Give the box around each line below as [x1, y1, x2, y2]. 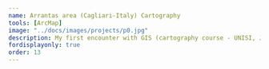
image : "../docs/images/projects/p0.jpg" [8, 26, 149, 34]
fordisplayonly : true [8, 41, 81, 49]
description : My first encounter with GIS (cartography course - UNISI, [8, 33, 256, 42]
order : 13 [8, 48, 42, 56]
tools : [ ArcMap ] [8, 19, 62, 27]
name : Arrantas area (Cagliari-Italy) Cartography [8, 11, 181, 20]
